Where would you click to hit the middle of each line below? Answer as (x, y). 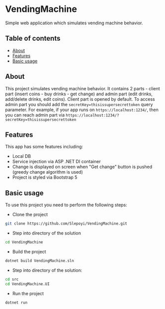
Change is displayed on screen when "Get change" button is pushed (82, 167)
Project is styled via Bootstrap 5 (45, 178)
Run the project (28, 293)
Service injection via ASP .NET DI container (56, 162)
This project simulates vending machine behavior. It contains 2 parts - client (82, 88)
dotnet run (16, 303)
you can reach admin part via (35, 115)
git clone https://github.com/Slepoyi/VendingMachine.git (66, 224)
